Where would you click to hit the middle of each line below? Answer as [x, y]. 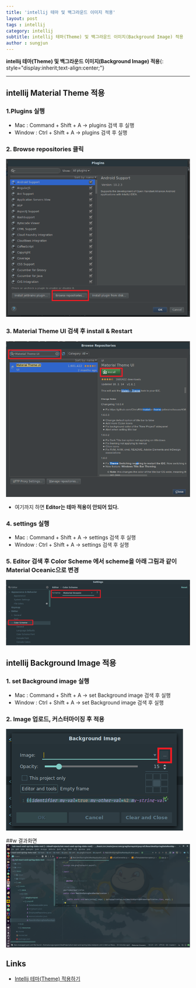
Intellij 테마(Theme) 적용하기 [47, 979]
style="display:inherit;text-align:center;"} [55, 68]
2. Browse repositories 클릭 [45, 149]
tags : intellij [26, 25]
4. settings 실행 [28, 523]
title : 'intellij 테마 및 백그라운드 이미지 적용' [61, 12]
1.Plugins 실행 [25, 111]
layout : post [22, 18]
